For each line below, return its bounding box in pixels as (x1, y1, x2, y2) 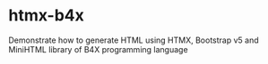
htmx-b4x (8, 5, 84, 26)
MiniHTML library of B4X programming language (8, 44, 189, 54)
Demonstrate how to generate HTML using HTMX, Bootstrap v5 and (8, 35, 259, 45)
